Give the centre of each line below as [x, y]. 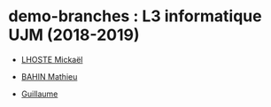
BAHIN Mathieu [49, 76]
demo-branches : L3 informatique [135, 16]
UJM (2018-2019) [74, 35]
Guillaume [39, 94]
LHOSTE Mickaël [52, 59]
